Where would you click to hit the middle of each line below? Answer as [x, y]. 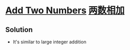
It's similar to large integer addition [49, 42]
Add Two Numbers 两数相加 [65, 10]
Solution [19, 29]
